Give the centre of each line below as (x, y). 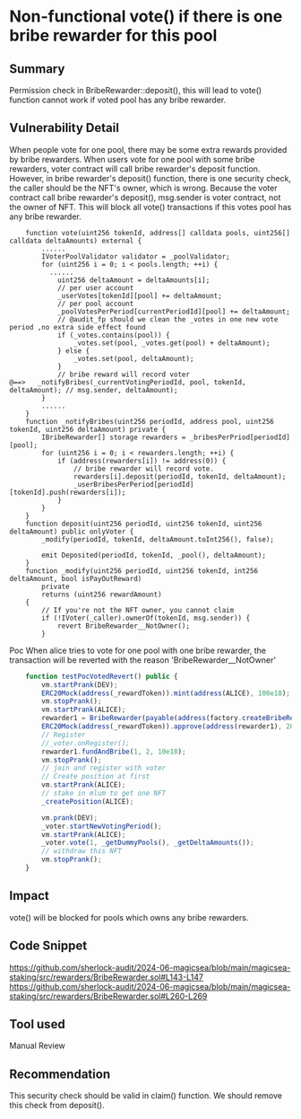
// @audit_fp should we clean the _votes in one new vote (168, 319)
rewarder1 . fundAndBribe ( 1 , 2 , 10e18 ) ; (114, 752)
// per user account (95, 288)
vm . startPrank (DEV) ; (80, 684)
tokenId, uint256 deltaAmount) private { (88, 429)
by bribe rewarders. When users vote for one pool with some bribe (132, 159)
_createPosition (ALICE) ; (88, 801)
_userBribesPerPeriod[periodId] (133, 484)
